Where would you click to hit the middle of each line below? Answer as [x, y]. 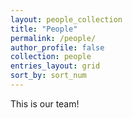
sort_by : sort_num [48, 76]
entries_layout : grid [55, 66]
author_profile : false [57, 47]
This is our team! [45, 103]
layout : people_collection [66, 19]
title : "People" [44, 29]
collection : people [51, 57]
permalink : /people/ [53, 38]
